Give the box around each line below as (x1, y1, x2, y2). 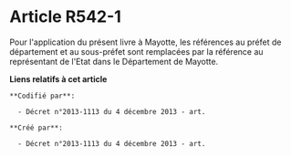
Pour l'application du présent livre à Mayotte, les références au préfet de (9, 36, 282, 47)
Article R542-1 (9, 6, 121, 27)
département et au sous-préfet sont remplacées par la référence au (9, 46, 264, 57)
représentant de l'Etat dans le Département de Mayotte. (9, 56, 219, 67)
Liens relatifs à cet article (9, 73, 108, 84)
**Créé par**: (9, 123, 64, 132)
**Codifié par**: (9, 91, 76, 100)
